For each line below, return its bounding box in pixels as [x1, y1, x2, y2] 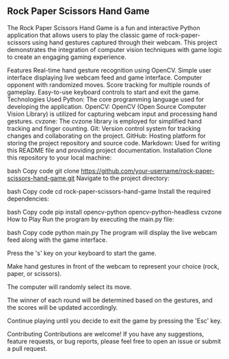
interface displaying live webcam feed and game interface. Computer [7, 73, 202, 82]
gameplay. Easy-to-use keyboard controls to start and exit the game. [7, 88, 200, 96]
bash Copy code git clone [7, 166, 80, 175]
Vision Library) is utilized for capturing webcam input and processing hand [7, 110, 217, 118]
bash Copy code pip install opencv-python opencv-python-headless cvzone [7, 208, 222, 216]
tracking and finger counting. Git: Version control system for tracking [7, 124, 201, 132]
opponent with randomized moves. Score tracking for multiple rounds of [7, 80, 211, 88]
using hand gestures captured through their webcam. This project [31, 38, 217, 47]
